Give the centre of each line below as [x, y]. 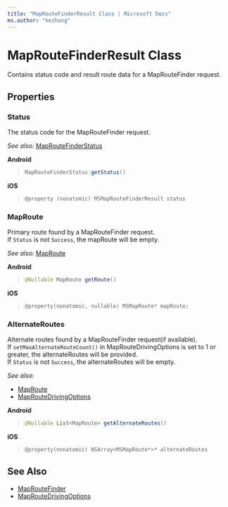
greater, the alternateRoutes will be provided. [72, 355]
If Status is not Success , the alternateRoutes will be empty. [91, 362]
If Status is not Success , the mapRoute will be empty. [83, 239]
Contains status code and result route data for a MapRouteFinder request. [114, 75]
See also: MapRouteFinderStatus [55, 146]
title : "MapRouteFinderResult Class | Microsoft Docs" [89, 14]
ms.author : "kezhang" [39, 20]
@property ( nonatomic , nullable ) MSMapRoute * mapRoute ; [107, 306]
